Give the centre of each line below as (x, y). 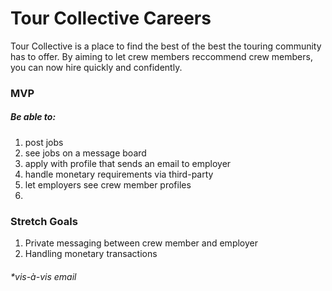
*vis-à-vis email (43, 276)
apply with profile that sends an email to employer (128, 163)
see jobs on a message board (85, 153)
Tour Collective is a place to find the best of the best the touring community (166, 46)
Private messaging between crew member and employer (141, 243)
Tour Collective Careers (111, 18)
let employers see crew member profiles (108, 184)
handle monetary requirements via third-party (119, 174)
